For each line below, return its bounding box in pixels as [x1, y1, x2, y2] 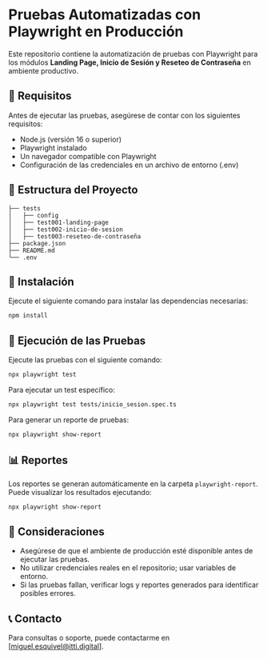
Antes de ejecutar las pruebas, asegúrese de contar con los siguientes [8, 110, 241, 120]
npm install [8, 312, 48, 320]
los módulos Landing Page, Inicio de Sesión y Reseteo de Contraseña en [8, 58, 252, 67]
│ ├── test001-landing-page [8, 218, 110, 226]
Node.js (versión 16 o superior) [19, 134, 122, 144]
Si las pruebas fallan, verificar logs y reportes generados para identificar [19, 580, 259, 589]
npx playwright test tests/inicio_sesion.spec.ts [8, 400, 177, 409]
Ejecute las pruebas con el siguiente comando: [8, 355, 162, 365]
